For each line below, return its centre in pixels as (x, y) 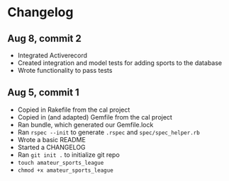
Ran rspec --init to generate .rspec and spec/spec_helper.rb (108, 132)
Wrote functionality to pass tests (65, 70)
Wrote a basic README (52, 139)
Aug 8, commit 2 (44, 39)
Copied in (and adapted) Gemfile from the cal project (95, 117)
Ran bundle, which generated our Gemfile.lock (85, 124)
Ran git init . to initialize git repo (69, 154)
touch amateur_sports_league (61, 163)
